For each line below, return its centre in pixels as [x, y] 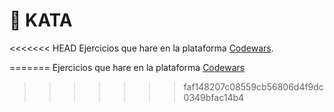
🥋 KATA [41, 20]
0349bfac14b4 [214, 97]
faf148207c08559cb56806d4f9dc [253, 86]
